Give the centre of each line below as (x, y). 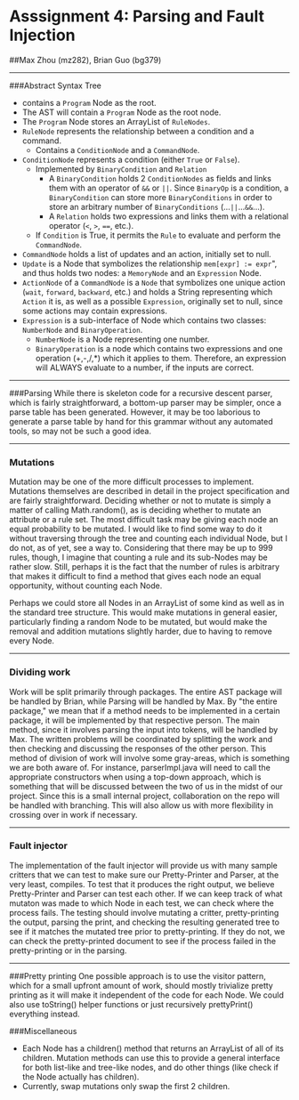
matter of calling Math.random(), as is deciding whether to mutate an (135, 510)
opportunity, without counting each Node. (86, 586)
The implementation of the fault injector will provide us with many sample (144, 865)
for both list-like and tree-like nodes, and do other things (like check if (150, 1067)
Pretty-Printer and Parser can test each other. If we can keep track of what (146, 894)
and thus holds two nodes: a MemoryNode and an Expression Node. (142, 272)
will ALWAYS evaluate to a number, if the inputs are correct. (145, 368)
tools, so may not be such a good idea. (81, 431)
